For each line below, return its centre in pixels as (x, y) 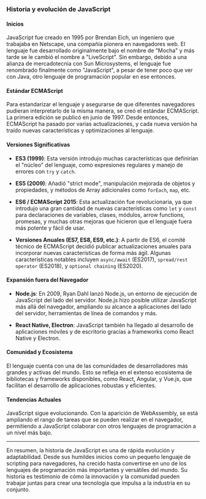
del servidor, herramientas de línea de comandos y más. (86, 313)
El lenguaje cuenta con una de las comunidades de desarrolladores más (97, 366)
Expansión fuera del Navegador (48, 280)
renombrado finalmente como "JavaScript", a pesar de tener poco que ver (100, 70)
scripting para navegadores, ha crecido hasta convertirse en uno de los (97, 463)
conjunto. (18, 490)
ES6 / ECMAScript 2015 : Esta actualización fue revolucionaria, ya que (104, 202)
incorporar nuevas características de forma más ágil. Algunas (93, 253)
